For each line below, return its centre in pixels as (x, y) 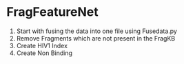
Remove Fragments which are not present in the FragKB (96, 38)
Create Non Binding (44, 53)
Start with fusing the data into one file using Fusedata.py (96, 31)
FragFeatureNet (53, 12)
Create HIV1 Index (42, 45)
